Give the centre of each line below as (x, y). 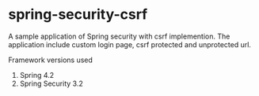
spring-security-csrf (78, 15)
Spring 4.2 (37, 75)
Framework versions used (51, 60)
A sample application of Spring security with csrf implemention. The (119, 36)
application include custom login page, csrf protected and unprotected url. (130, 44)
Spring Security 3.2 (51, 83)
